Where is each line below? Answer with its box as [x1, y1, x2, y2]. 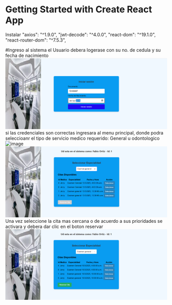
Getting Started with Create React [5, 4, 152, 15]
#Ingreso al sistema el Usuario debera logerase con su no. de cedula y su [5, 47, 161, 53]
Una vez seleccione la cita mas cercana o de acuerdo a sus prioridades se [5, 218, 163, 224]
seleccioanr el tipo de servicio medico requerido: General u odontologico [5, 135, 160, 141]
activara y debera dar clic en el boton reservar [5, 223, 104, 230]
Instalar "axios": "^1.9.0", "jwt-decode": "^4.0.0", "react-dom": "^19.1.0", [5, 31, 156, 37]
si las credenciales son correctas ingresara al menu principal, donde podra [5, 129, 163, 136]
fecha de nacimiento [5, 52, 49, 59]
